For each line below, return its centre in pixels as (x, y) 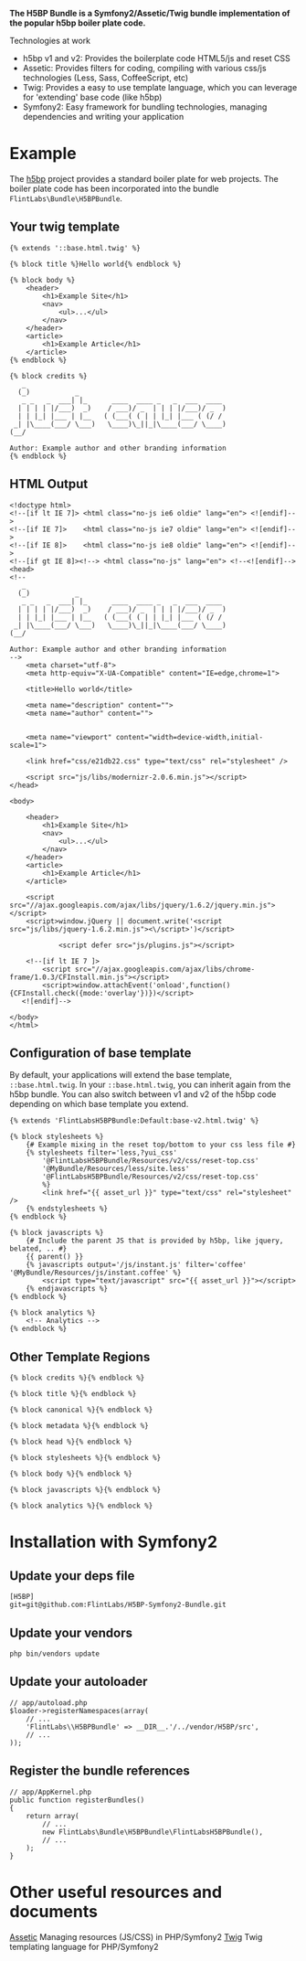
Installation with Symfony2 (113, 1542)
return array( (53, 1816)
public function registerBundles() (77, 1800)
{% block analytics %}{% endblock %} (81, 1506)
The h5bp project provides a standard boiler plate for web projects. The (144, 178)
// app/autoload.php (49, 1703)
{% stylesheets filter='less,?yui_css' (102, 1153)
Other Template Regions (80, 1357)
